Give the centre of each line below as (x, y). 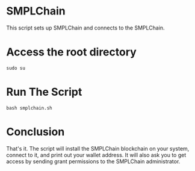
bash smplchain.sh (29, 108)
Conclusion (36, 132)
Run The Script (44, 92)
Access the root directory (71, 52)
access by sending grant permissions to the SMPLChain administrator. (93, 161)
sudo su (16, 68)
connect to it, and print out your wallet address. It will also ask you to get (96, 155)
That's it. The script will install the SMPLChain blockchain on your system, (98, 148)
